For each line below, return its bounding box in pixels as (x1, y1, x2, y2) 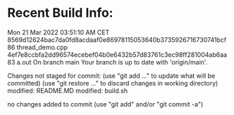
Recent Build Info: (7, 5, 113, 21)
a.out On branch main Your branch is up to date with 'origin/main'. (16, 57, 208, 66)
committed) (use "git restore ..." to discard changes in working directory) (7, 79, 218, 87)
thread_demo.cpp (16, 43, 68, 51)
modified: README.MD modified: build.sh (7, 86, 128, 95)
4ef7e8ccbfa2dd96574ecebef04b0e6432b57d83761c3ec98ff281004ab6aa (7, 50, 228, 59)
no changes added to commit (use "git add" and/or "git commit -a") (7, 100, 204, 108)
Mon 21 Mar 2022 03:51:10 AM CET (7, 28, 110, 36)
